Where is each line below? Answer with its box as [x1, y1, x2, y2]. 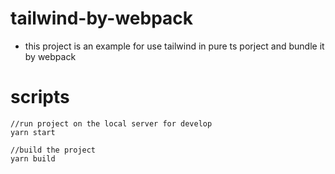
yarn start [10, 127, 56, 137]
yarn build [10, 153, 56, 164]
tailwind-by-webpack [10, 7, 194, 30]
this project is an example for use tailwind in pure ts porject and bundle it [24, 40, 325, 52]
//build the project [10, 145, 97, 155]
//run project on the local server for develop [10, 118, 213, 129]
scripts [10, 86, 70, 109]
